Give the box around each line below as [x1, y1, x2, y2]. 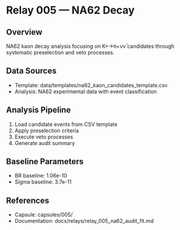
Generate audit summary [14, 139, 75, 146]
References [6, 195, 49, 205]
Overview [6, 27, 43, 37]
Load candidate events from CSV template [14, 120, 118, 127]
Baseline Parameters [6, 157, 84, 167]
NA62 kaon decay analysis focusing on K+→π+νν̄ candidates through [6, 42, 175, 50]
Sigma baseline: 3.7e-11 [14, 178, 72, 186]
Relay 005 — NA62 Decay [6, 4, 135, 17]
